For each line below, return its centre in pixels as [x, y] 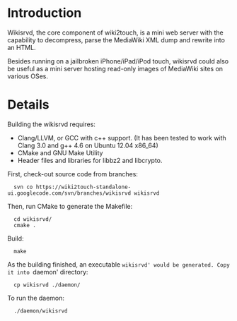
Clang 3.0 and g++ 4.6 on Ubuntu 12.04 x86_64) [88, 145]
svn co [23, 187]
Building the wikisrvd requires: [51, 124]
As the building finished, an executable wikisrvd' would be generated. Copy [118, 264]
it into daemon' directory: [48, 272]
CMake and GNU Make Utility [60, 152]
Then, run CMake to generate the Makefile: [70, 206]
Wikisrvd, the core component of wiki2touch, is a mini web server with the [116, 32]
